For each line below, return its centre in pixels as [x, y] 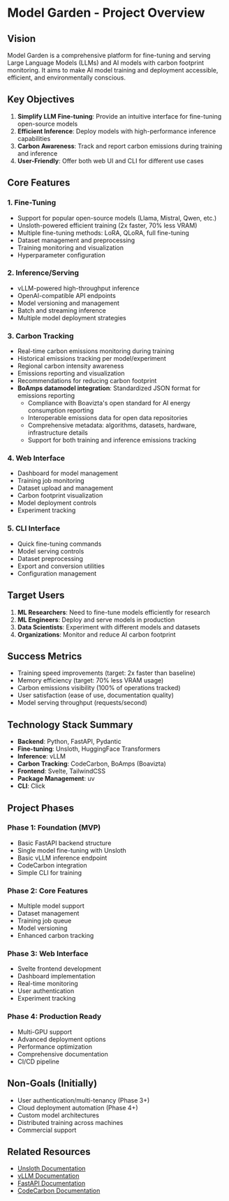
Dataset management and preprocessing [76, 240]
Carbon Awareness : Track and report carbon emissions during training [120, 146]
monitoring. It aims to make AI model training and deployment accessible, [113, 70]
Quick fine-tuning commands [59, 544]
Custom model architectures [58, 1115]
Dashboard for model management [68, 473]
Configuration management [57, 573]
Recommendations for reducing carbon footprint [87, 381]
